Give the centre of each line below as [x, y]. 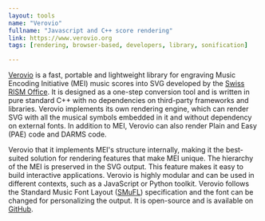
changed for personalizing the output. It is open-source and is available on [131, 201]
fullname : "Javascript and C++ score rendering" [91, 30]
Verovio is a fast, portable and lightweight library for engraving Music [122, 75]
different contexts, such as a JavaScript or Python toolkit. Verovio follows [129, 184]
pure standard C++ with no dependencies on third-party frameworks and [129, 101]
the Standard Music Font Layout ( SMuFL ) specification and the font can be [131, 192]
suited [19, 158]
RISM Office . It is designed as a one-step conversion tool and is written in [129, 92]
